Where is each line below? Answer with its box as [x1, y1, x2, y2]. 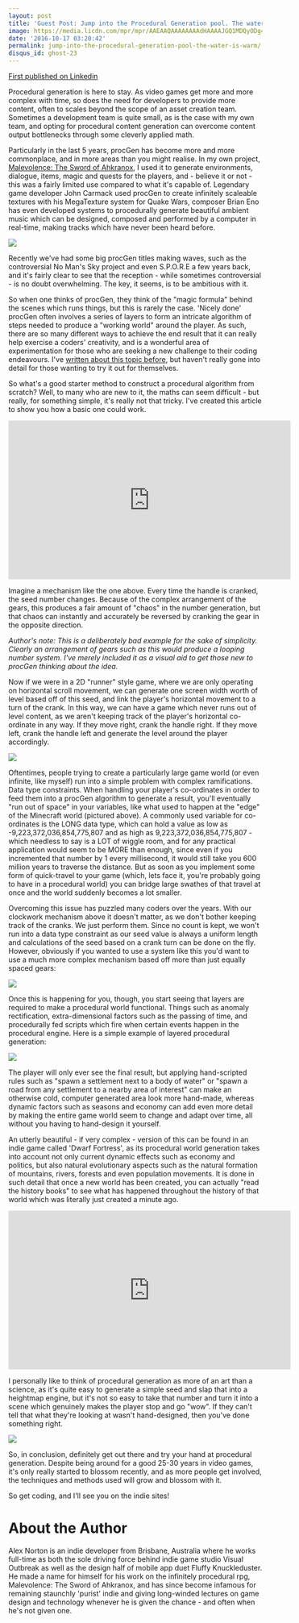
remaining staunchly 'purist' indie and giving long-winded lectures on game [8, 1588, 260, 1598]
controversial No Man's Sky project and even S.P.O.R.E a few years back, [8, 262, 251, 271]
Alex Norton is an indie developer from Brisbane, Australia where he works [8, 1546, 256, 1555]
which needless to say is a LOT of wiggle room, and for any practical [8, 836, 236, 846]
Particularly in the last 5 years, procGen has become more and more [8, 146, 235, 155]
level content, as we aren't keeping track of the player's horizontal [8, 711, 228, 721]
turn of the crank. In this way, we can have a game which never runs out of [8, 703, 257, 712]
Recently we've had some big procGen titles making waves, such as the [8, 253, 247, 263]
